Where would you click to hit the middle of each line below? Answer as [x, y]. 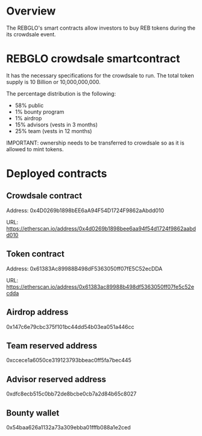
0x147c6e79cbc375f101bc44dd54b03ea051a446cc [70, 327]
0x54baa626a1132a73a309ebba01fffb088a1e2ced [68, 427]
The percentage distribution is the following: [61, 93]
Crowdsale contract [44, 196]
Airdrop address [37, 312]
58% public [29, 105]
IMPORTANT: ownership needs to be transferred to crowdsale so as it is [96, 143]
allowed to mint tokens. [35, 149]
